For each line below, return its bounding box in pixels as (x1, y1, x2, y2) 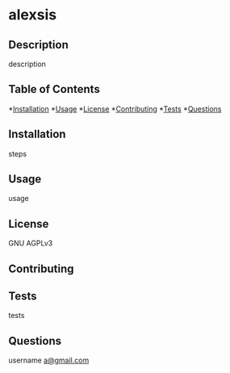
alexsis (8, 6, 57, 24)
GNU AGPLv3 (8, 238, 53, 248)
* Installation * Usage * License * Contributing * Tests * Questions (8, 103, 222, 114)
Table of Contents (8, 82, 101, 96)
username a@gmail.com (8, 355, 90, 365)
